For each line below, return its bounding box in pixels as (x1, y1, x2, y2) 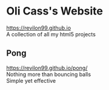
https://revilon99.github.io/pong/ (6, 64, 88, 71)
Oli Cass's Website (6, 4, 103, 18)
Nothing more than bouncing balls (6, 71, 91, 78)
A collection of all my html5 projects (6, 30, 96, 37)
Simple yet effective (6, 77, 56, 84)
